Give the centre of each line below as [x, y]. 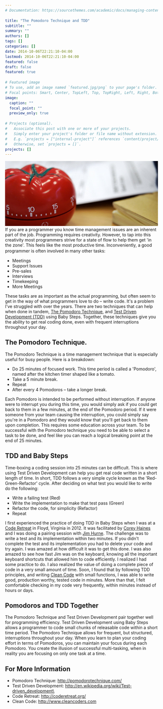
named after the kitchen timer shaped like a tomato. [64, 374]
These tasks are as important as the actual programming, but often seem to [81, 296]
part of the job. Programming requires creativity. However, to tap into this [78, 235]
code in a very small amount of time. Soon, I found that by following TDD [78, 569]
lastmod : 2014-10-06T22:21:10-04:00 [42, 57]
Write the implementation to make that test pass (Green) [68, 503]
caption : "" [22, 103]
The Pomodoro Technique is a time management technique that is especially [81, 354]
